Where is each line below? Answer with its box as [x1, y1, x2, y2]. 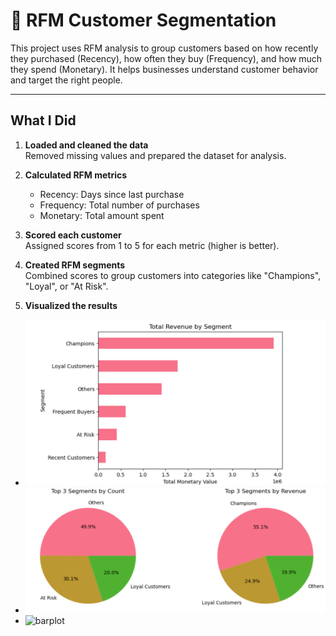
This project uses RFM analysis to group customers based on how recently [10, 42, 319, 54]
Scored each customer [24, 229, 122, 241]
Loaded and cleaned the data [24, 139, 149, 151]
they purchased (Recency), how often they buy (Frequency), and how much [10, 52, 323, 64]
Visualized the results [24, 299, 118, 311]
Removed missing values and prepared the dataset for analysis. [24, 149, 287, 161]
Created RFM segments [24, 259, 126, 271]
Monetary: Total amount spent [39, 209, 165, 221]
